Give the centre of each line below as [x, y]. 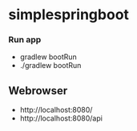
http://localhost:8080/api [61, 118]
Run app [25, 40]
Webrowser [38, 91]
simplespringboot [69, 15]
